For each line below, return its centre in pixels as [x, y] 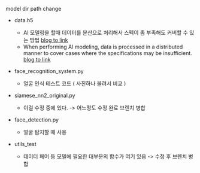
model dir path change [34, 9]
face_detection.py [37, 120]
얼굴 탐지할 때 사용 [45, 132]
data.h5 [24, 20]
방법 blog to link [49, 40]
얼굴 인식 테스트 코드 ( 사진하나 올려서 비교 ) [75, 84]
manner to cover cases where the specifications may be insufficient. [107, 53]
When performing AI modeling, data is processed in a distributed [103, 47]
